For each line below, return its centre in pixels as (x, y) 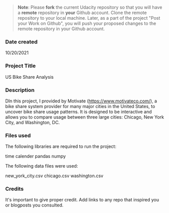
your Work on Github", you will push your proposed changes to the (87, 23)
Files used (18, 135)
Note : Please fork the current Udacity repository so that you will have (90, 7)
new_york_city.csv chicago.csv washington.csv (54, 176)
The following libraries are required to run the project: (61, 146)
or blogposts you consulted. (35, 205)
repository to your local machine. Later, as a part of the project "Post (89, 18)
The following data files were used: (42, 166)
